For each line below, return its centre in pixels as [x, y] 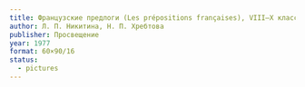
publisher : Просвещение [54, 34]
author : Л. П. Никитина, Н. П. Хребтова [87, 26]
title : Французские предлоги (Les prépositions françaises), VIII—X [142, 18]
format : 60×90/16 [42, 52]
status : [24, 60]
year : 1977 [30, 43]
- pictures [38, 69]
